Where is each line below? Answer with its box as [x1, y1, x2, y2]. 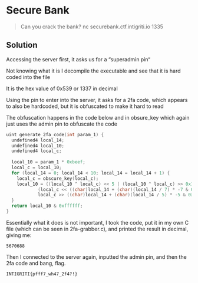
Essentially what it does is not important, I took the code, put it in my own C [6, 219, 189, 226]
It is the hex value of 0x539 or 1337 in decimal [6, 85, 118, 92]
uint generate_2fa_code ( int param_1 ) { [6, 131, 104, 137]
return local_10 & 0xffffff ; [11, 203, 83, 209]
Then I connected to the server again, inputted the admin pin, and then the [6, 253, 187, 260]
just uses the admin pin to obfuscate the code [6, 120, 118, 127]
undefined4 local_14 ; [11, 137, 65, 143]
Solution [6, 40, 38, 50]
